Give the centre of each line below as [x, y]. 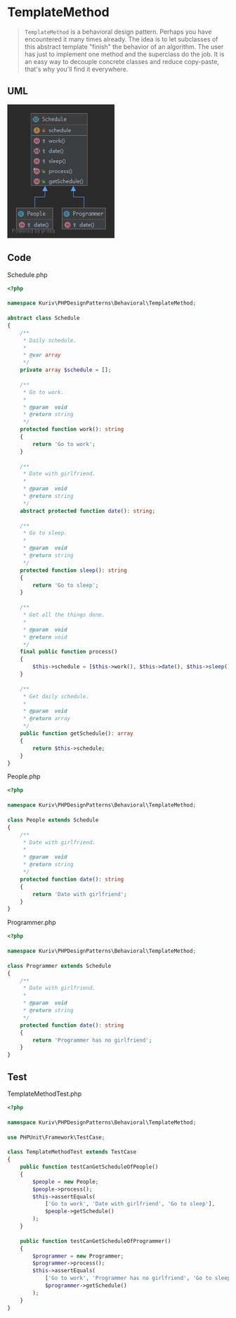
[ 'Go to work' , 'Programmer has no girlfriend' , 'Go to [128, 1278]
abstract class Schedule [44, 318]
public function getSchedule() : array [77, 734]
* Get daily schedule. [56, 696]
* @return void [45, 637]
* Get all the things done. [64, 615]
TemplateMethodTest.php [45, 1094]
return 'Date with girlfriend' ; [80, 894]
